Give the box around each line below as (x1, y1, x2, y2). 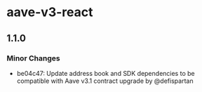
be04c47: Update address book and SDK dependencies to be (16, 69, 195, 77)
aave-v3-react (6, 4, 93, 20)
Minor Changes (6, 53, 60, 63)
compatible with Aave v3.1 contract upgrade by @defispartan (16, 77, 194, 85)
